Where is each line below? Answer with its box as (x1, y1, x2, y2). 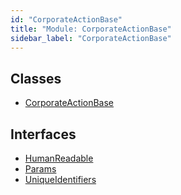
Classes (10, 70, 62, 87)
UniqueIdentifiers (24, 174, 97, 185)
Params (24, 163, 57, 175)
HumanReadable (24, 152, 94, 164)
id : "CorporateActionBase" (10, 14, 123, 25)
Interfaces (10, 126, 77, 143)
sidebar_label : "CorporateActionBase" (10, 33, 172, 43)
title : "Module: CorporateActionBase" (10, 24, 172, 34)
